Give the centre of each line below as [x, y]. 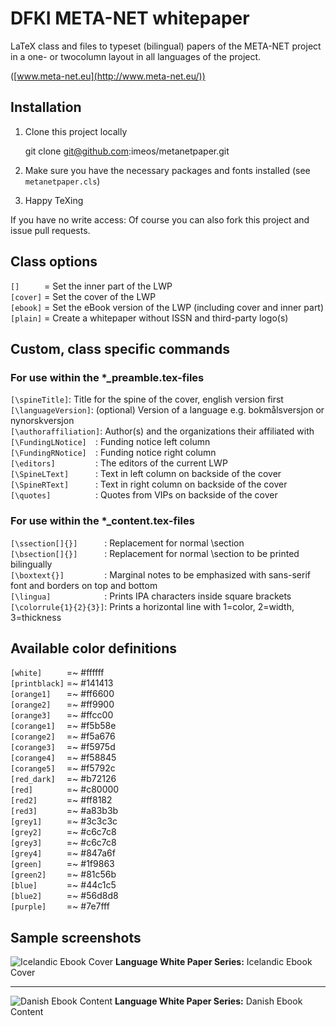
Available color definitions [93, 648]
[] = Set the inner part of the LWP [91, 286]
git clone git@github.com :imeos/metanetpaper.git [127, 151]
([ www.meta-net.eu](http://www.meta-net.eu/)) [108, 76]
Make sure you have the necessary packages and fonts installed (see [167, 170]
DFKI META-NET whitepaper [130, 18]
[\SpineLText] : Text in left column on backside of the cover [146, 474]
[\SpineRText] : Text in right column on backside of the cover [149, 484]
